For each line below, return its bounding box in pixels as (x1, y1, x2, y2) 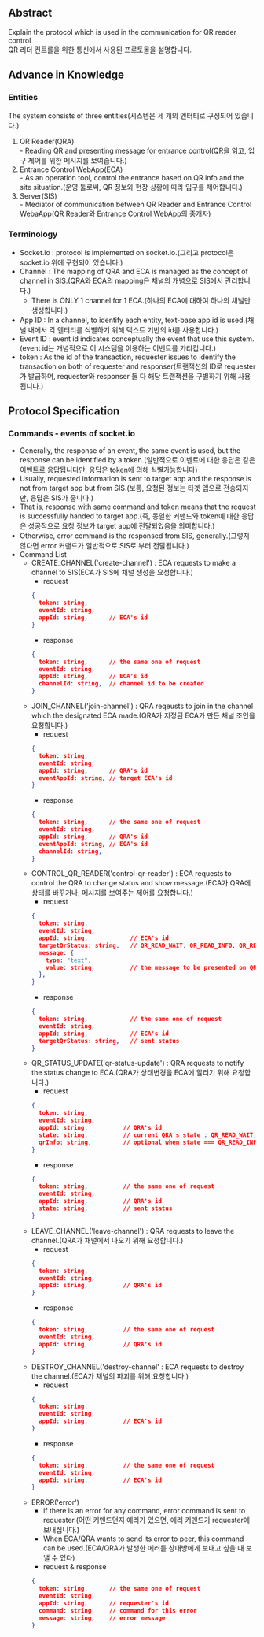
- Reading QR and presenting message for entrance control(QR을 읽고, (19, 146, 247, 155)
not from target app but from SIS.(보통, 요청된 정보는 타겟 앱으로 (19, 484, 222, 493)
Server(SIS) (19, 191, 57, 200)
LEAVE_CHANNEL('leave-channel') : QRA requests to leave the (31, 1226, 235, 1235)
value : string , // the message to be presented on (46, 963, 247, 971)
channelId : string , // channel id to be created (38, 680, 204, 688)
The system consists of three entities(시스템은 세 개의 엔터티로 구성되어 (8, 110, 233, 121)
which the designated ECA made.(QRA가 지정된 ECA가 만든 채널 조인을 (31, 711, 255, 720)
